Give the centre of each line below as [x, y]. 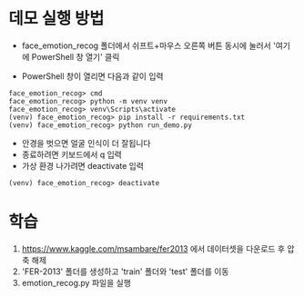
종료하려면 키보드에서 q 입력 [71, 154]
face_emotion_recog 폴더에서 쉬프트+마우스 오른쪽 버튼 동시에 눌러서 [147, 45]
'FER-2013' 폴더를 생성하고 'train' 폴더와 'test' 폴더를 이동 [125, 271]
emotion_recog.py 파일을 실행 [76, 282]
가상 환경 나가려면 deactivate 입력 [83, 165]
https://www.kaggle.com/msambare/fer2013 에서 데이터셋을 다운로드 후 [153, 248]
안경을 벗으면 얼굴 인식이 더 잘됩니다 [86, 143]
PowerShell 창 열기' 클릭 [76, 56]
